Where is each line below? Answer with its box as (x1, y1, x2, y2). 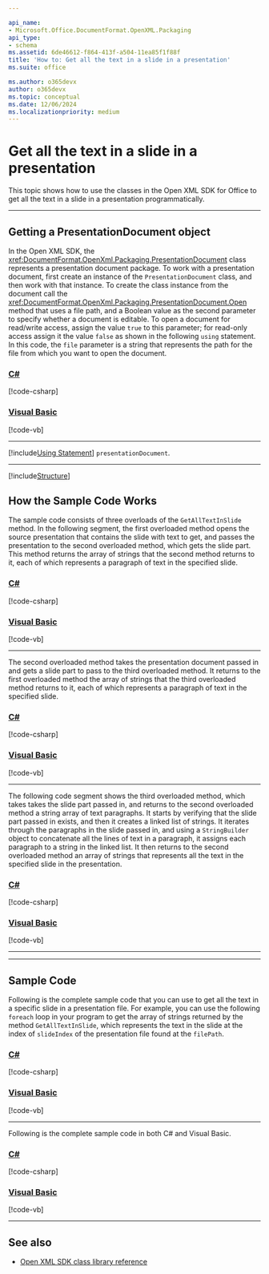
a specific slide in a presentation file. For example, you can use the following (8, 1003, 260, 1013)
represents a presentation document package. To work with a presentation (8, 264, 255, 272)
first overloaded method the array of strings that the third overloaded (8, 675, 236, 683)
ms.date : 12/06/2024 (8, 100, 78, 108)
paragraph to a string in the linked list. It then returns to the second (8, 842, 230, 852)
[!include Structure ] (8, 470, 70, 481)
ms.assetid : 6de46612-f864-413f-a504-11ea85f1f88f (8, 49, 181, 57)
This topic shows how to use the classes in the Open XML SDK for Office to (8, 186, 258, 196)
